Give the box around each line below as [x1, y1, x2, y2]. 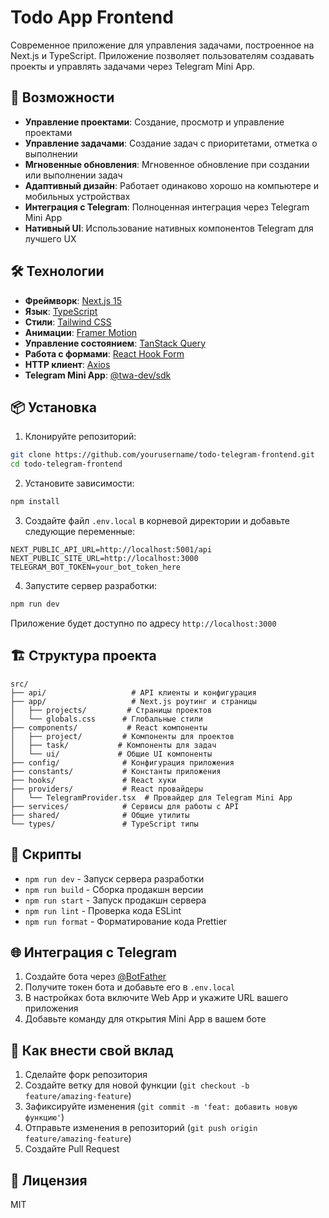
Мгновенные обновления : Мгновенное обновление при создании [24, 158, 310, 170]
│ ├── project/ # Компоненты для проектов [10, 731, 235, 741]
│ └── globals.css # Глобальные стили [10, 714, 203, 724]
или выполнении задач [24, 169, 123, 181]
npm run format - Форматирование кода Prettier [24, 915, 228, 927]
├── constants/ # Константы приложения [10, 766, 222, 776]
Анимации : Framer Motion [24, 326, 138, 338]
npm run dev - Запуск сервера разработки [24, 872, 205, 885]
